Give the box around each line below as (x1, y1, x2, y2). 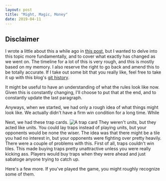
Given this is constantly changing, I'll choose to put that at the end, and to (5, 90, 157, 95)
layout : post (5, 7, 32, 12)
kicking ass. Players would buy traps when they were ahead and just (5, 151, 146, 157)
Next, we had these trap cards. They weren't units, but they (5, 119, 157, 125)
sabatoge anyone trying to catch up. (5, 156, 80, 162)
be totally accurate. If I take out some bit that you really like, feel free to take (5, 69, 162, 75)
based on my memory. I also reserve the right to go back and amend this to (5, 64, 160, 70)
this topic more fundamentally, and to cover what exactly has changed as (5, 53, 156, 60)
